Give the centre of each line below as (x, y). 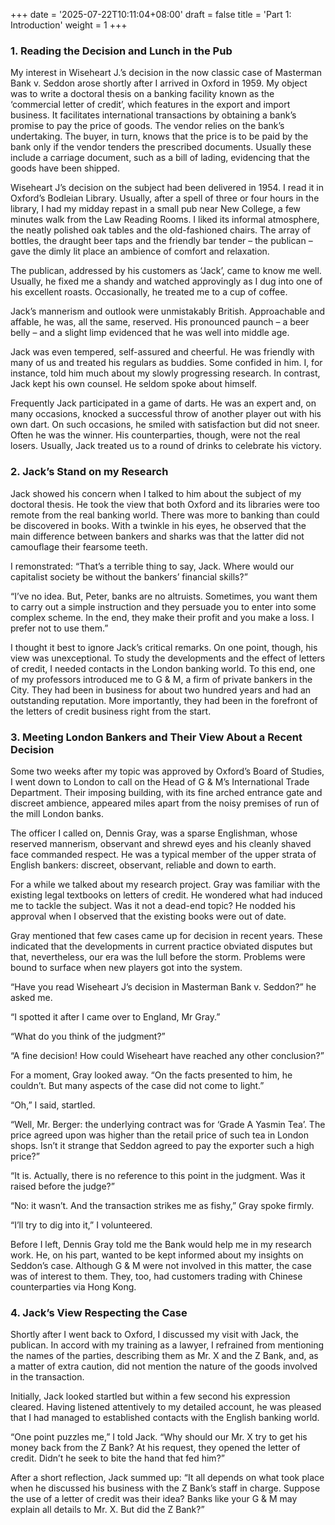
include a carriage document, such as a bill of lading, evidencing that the (160, 158)
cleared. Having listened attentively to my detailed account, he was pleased (166, 1407)
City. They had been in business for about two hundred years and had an (161, 690)
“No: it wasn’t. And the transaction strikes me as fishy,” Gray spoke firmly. (162, 1205)
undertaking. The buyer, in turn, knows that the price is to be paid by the (159, 136)
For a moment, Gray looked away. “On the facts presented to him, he (151, 1075)
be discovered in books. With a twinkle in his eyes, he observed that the (158, 525)
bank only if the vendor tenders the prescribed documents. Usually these (161, 147)
